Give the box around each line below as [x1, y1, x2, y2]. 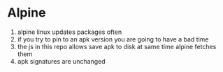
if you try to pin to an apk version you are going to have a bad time [17, 35, 209, 43]
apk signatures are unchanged [17, 57, 106, 65]
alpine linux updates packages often [17, 28, 122, 36]
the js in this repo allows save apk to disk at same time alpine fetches [17, 42, 217, 51]
